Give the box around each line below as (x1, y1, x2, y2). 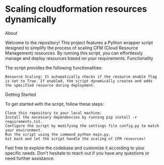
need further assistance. (5, 155, 55, 161)
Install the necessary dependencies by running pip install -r (5, 114, 137, 120)
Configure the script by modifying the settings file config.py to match (5, 123, 160, 128)
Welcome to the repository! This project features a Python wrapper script (5, 39, 153, 45)
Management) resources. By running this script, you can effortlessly (5, 50, 143, 56)
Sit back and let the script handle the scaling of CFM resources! (5, 136, 146, 141)
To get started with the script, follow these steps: (5, 101, 104, 107)
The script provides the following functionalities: (5, 65, 103, 71)
